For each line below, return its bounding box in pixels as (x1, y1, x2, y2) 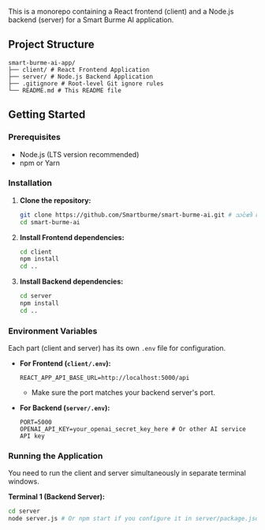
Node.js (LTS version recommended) (19, 149, 140, 159)
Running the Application (8, 450, 103, 461)
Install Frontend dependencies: (19, 232, 125, 242)
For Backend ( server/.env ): (19, 403, 110, 413)
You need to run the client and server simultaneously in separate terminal (8, 468, 246, 478)
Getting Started (8, 108, 86, 122)
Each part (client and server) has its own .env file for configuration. (8, 344, 226, 353)
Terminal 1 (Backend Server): (8, 492, 105, 502)
